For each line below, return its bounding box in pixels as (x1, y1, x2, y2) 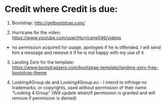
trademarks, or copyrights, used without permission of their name (11, 84, 147, 90)
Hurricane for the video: (11, 29, 61, 35)
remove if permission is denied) (11, 95, 77, 101)
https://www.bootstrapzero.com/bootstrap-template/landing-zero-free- (11, 64, 159, 70)
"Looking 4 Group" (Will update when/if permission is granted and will (11, 90, 156, 96)
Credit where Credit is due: (4, 3, 118, 15)
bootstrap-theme (11, 69, 47, 75)
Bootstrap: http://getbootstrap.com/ (11, 20, 85, 26)
